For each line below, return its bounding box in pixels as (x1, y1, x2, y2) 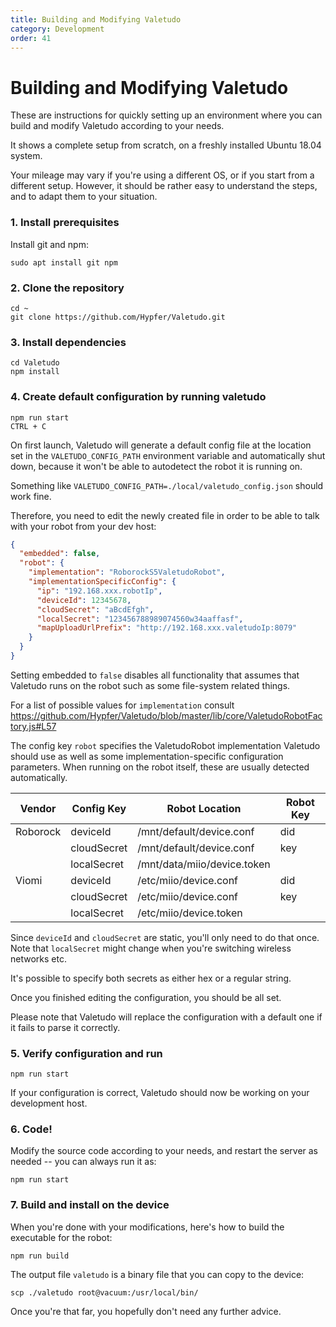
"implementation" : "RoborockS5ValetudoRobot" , (28, 567, 226, 578)
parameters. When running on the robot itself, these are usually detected (10, 761, 310, 773)
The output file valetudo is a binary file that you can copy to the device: (10, 1268, 305, 1280)
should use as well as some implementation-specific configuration (10, 750, 284, 762)
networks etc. (10, 952, 67, 965)
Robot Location (166, 801, 242, 815)
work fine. (10, 490, 52, 502)
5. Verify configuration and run (10, 1046, 163, 1060)
